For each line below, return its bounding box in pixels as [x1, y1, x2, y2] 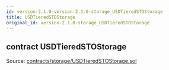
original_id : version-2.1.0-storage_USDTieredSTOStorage [6, 20, 150, 26]
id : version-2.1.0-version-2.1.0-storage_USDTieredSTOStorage [6, 8, 163, 15]
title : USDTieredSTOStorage [6, 14, 76, 20]
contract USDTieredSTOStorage [6, 42, 127, 52]
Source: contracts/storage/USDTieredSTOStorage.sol [6, 58, 137, 65]
